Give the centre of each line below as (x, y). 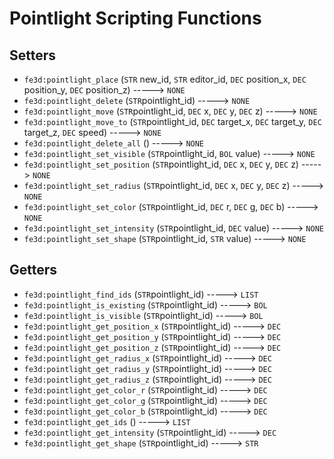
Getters (33, 270)
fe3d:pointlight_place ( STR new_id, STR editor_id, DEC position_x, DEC (165, 79)
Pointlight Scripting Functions (135, 18)
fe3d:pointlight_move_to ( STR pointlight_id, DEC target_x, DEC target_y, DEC (172, 121)
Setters (33, 55)
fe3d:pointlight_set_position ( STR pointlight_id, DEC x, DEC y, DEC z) (161, 164)
